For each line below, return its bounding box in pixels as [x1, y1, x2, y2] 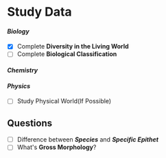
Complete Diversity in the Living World [16, 42, 129, 51]
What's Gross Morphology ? [16, 143, 97, 151]
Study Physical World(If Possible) [16, 97, 112, 105]
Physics [7, 81, 31, 90]
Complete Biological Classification [16, 50, 117, 58]
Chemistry [7, 66, 38, 75]
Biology [7, 27, 29, 35]
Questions [7, 117, 53, 129]
